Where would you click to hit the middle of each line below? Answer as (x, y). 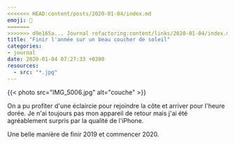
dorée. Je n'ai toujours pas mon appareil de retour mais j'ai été (98, 113)
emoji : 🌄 (20, 20)
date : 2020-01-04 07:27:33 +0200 (56, 59)
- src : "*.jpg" (36, 72)
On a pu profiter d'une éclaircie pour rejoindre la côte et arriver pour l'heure (116, 106)
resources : (23, 66)
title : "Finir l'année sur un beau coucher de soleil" (89, 40)
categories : (24, 46)
